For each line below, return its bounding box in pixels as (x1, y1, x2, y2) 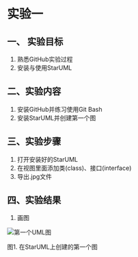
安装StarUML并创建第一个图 (16, 114, 96, 122)
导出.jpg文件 (16, 172, 53, 180)
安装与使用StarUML (16, 64, 72, 72)
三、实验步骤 (7, 136, 61, 147)
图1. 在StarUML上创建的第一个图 (7, 243, 98, 251)
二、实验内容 (7, 86, 61, 97)
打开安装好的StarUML (16, 155, 79, 163)
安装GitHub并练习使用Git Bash (16, 105, 102, 113)
